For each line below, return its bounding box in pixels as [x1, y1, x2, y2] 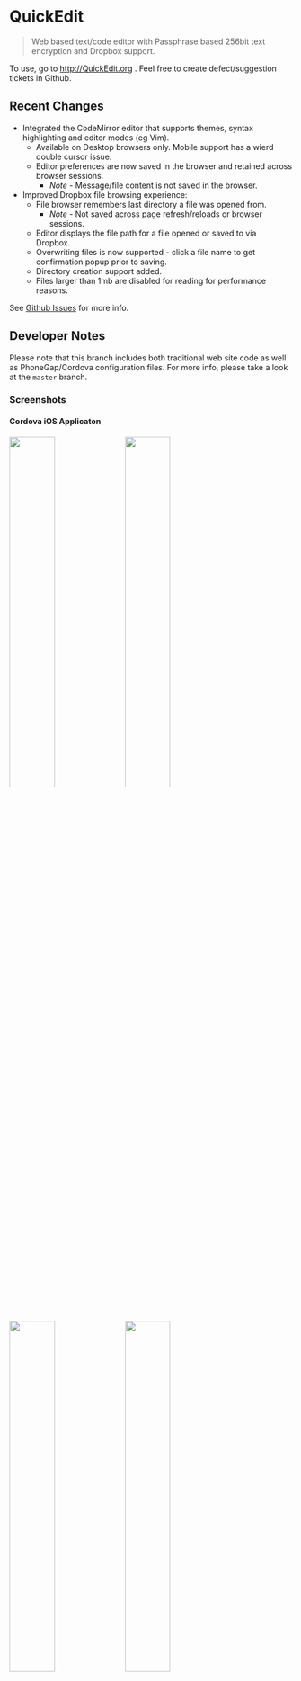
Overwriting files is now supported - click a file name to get [35, 246, 256, 257]
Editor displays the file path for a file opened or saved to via [35, 227, 257, 238]
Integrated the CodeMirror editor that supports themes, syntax [22, 122, 254, 133]
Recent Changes [9, 99, 105, 114]
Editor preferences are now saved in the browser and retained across [35, 160, 293, 172]
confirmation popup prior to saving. [35, 256, 168, 267]
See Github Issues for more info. [9, 302, 129, 313]
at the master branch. [9, 371, 88, 382]
